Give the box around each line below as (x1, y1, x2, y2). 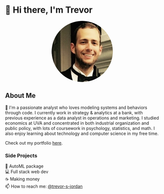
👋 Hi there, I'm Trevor (5, 4, 93, 16)
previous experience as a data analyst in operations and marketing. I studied (5, 115, 159, 121)
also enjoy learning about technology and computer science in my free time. (5, 130, 159, 136)
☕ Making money (5, 176, 40, 182)
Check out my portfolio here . (5, 140, 63, 146)
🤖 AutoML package (5, 163, 44, 169)
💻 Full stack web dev (5, 169, 48, 175)
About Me (5, 91, 36, 100)
